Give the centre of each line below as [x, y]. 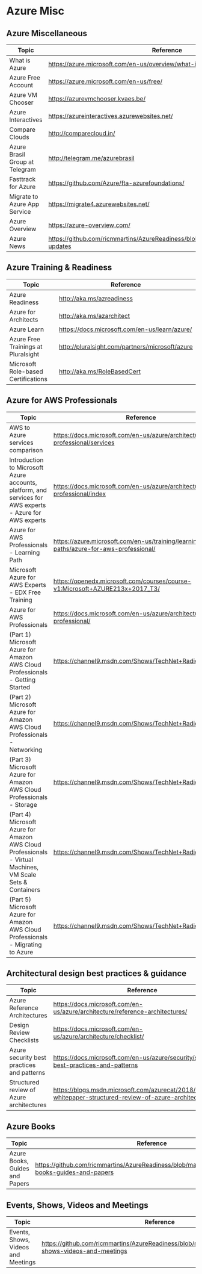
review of [23, 1090]
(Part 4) [20, 814]
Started [20, 687]
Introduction [26, 460]
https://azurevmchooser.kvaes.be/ [97, 99]
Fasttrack [23, 179]
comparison [26, 450]
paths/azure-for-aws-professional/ [104, 548]
